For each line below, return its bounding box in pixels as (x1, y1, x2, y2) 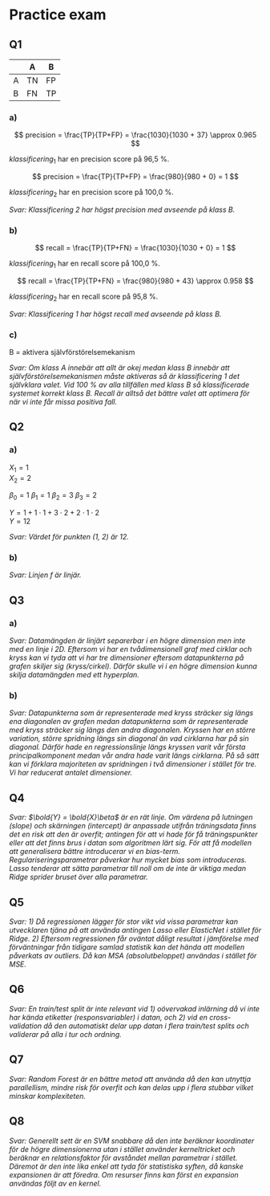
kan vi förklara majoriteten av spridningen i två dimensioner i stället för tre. (9, 759, 257, 769)
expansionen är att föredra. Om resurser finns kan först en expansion (9, 1170, 239, 1179)
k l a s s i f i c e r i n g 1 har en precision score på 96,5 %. (9, 154, 170, 166)
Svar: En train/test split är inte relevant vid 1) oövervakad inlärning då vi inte (9, 1003, 260, 1013)
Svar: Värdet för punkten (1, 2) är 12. (9, 532, 129, 542)
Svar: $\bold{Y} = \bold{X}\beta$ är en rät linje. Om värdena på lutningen (9, 812, 253, 822)
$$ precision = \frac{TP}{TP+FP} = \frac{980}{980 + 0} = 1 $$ (31, 172, 240, 181)
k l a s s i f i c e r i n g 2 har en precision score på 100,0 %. (9, 187, 175, 198)
